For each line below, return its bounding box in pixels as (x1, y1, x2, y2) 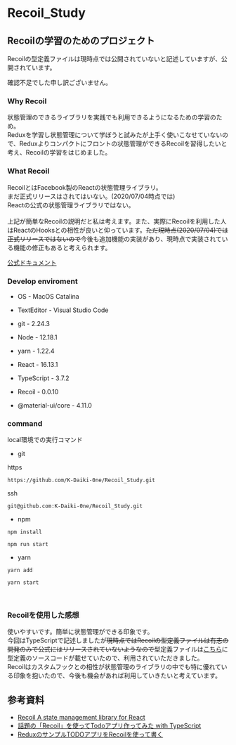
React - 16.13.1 (17, 360, 58, 368)
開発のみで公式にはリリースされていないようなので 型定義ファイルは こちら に (7, 645, 228, 654)
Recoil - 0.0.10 (17, 387, 59, 396)
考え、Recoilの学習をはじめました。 (7, 148, 112, 157)
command (7, 418, 43, 428)
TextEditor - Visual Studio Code (17, 306, 109, 314)
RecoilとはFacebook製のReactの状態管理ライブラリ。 (7, 183, 163, 191)
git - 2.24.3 (17, 319, 51, 328)
